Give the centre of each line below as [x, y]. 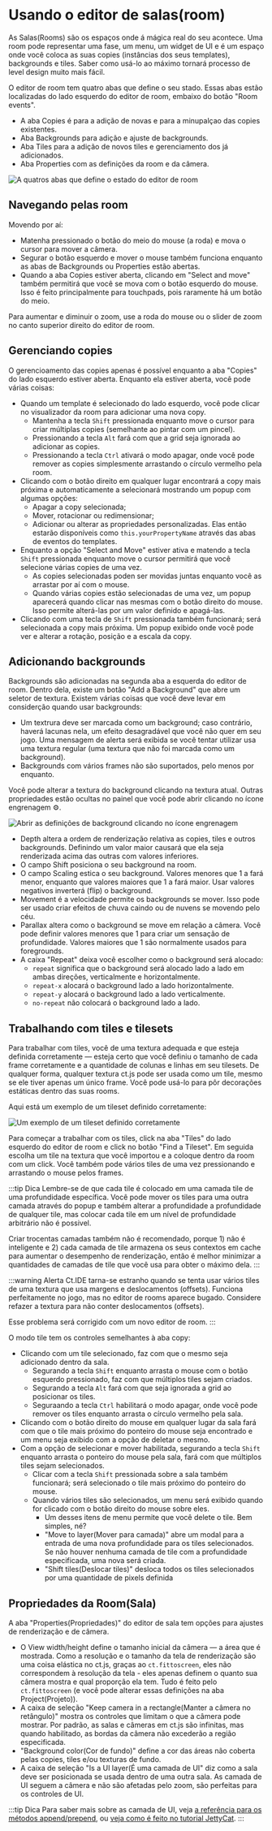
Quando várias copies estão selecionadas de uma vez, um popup [142, 593]
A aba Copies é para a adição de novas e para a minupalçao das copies [140, 120]
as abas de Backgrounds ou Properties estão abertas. [110, 266]
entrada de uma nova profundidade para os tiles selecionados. [149, 1544]
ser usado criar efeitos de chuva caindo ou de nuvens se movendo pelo [140, 908]
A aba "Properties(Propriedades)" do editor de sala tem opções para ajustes [136, 1623]
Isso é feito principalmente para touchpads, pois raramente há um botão [141, 292]
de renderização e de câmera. [59, 1631]
